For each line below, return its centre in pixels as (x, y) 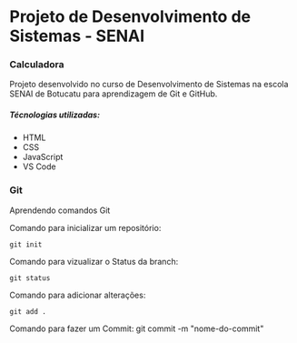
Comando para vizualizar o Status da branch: (94, 261)
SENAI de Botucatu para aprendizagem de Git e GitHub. (114, 94)
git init (26, 244)
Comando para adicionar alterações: (78, 295)
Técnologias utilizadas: (55, 115)
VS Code (39, 166)
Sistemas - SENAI (77, 36)
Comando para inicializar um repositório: (85, 227)
